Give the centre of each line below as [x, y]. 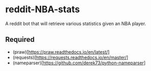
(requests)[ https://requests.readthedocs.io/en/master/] [70, 57]
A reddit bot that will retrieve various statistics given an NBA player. [76, 23]
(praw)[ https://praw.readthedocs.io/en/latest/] [61, 52]
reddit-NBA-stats [43, 9]
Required [20, 40]
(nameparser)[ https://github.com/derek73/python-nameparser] [79, 63]
